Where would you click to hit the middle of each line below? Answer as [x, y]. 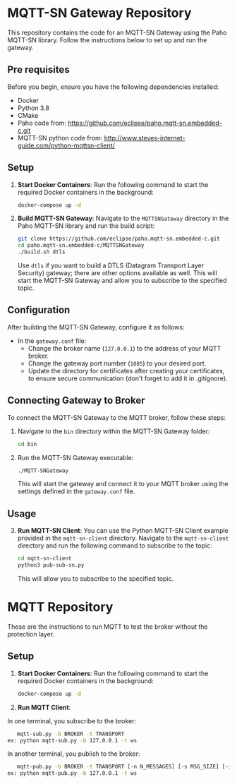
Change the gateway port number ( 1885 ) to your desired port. [117, 363]
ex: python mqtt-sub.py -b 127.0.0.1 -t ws [72, 740]
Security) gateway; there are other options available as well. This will [117, 273]
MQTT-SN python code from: [60, 138]
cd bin [27, 444]
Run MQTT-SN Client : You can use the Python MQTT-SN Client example [123, 531]
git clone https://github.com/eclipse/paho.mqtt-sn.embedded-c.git [119, 239]
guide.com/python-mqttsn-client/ [66, 145]
